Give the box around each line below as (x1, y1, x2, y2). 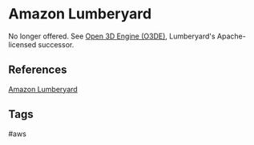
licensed (8, 39, 37, 49)
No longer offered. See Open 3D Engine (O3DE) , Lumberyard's (8, 31, 216, 41)
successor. (38, 39, 75, 49)
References (8, 63, 67, 77)
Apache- (216, 31, 246, 41)
